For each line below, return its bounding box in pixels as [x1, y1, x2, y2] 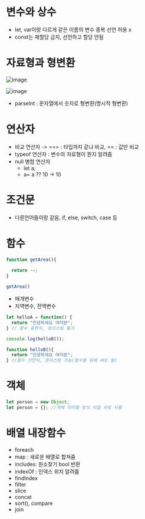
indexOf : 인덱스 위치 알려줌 [14, 468, 80, 475]
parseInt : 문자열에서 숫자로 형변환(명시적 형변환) [14, 100, 128, 107]
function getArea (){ [6, 257, 57, 262]
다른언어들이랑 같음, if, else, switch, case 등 [14, 213, 118, 221]
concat [14, 493, 32, 500]
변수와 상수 [6, 5, 57, 19]
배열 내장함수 [6, 426, 66, 440]
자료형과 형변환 [6, 57, 75, 70]
